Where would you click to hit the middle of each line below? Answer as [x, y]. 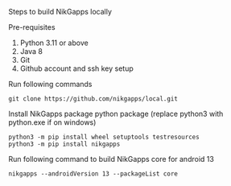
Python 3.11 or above [54, 43]
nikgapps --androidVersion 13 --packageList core [93, 174]
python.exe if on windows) [52, 122]
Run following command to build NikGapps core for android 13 [111, 159]
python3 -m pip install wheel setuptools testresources [104, 137]
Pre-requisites [32, 27]
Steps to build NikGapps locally [60, 12]
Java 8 [31, 51]
